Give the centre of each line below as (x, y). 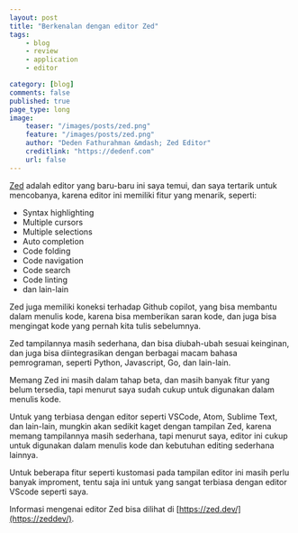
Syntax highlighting (58, 212)
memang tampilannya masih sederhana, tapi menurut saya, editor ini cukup (149, 436)
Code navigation (53, 260)
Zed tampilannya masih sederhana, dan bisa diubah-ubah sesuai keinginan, (149, 343)
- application (52, 60)
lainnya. (24, 455)
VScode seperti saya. (49, 492)
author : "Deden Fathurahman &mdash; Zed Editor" (118, 143)
